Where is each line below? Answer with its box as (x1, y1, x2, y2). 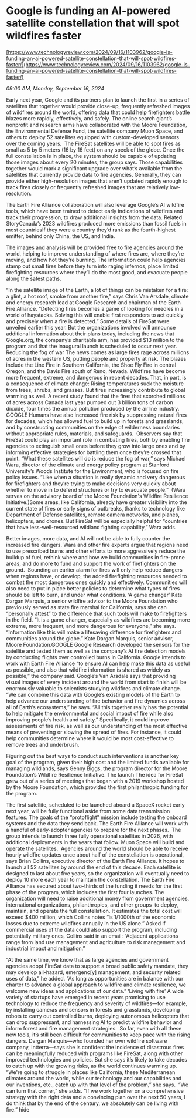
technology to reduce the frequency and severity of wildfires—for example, (6, 1000, 188, 1007)
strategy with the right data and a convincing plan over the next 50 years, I (6, 1093, 186, 1100)
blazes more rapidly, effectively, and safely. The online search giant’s (6, 115, 173, 122)
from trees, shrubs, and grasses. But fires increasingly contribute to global (6, 386, 185, 393)
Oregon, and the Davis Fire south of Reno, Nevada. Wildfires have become (6, 367, 185, 374)
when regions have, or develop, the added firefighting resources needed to (6, 572, 187, 579)
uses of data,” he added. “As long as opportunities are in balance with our (6, 975, 184, 982)
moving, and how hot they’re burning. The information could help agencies (6, 256, 186, 263)
